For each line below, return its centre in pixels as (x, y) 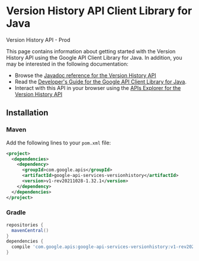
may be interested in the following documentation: (67, 64)
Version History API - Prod (38, 40)
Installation (27, 113)
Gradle (16, 212)
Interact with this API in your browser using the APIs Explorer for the (98, 88)
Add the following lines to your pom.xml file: (59, 143)
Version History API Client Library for (99, 11)
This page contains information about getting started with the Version (91, 51)
